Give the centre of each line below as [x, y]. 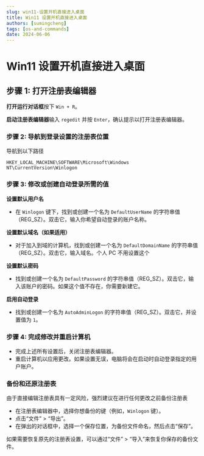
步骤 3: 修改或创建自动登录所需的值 [58, 184]
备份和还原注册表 [31, 384]
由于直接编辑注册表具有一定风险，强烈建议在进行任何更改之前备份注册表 [97, 398]
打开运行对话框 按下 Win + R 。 [44, 106]
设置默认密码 [22, 266]
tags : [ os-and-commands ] [38, 29]
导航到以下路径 [25, 151]
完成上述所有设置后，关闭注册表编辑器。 [66, 351]
